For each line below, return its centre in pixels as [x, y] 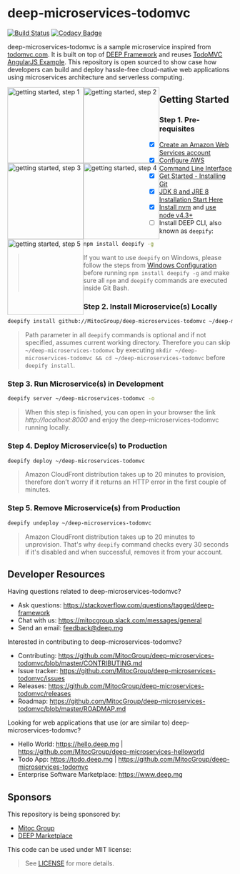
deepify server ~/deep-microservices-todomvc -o [81, 399]
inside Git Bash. [106, 288]
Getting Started [195, 100]
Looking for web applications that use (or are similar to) [89, 722]
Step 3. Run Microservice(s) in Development [86, 384]
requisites [177, 129]
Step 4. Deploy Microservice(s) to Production [87, 446]
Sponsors [29, 797]
